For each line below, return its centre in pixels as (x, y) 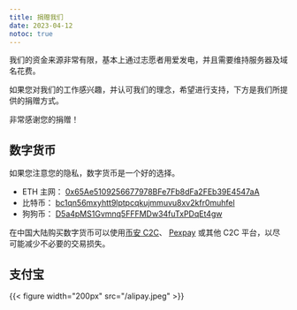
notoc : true (31, 34)
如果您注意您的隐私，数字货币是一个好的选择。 (94, 173)
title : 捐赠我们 (36, 17)
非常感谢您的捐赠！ (44, 119)
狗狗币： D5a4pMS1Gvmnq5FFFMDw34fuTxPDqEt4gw (122, 214)
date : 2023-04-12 (41, 26)
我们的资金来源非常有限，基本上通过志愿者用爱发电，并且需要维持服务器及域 (148, 60)
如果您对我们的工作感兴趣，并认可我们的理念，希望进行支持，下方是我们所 (145, 90)
